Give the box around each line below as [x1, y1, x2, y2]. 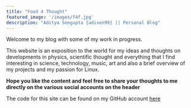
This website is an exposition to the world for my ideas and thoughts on [6, 47, 181, 54]
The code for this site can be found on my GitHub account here [6, 95, 161, 102]
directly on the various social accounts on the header [6, 84, 141, 91]
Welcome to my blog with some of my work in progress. [6, 36, 142, 43]
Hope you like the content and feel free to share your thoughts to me [6, 77, 178, 84]
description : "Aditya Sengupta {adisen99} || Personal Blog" [6, 19, 161, 25]
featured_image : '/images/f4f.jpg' [6, 14, 94, 20]
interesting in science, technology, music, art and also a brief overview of [6, 60, 186, 67]
